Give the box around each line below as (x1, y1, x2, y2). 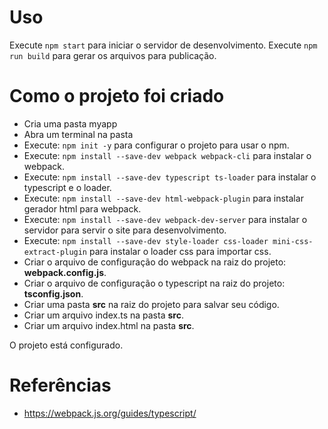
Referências (9, 374, 112, 397)
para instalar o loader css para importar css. (88, 245, 272, 257)
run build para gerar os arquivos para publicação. (9, 49, 217, 61)
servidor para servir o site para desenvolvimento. (23, 224, 227, 236)
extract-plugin (23, 247, 88, 257)
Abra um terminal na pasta (23, 128, 134, 140)
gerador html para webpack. (23, 202, 142, 215)
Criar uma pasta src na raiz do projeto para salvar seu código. (23, 298, 280, 310)
